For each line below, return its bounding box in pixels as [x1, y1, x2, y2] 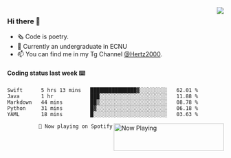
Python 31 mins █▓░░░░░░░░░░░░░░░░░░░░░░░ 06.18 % [7, 104, 198, 112]
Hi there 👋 [7, 16, 41, 26]
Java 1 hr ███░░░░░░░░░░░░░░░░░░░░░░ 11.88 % [7, 93, 198, 100]
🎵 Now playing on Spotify [38, 123, 113, 130]
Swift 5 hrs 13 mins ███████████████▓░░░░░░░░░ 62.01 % [7, 87, 198, 93]
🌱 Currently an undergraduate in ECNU [16, 43, 127, 51]
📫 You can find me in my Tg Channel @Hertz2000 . [16, 50, 163, 58]
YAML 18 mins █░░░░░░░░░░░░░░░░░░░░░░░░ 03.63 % [7, 111, 198, 117]
